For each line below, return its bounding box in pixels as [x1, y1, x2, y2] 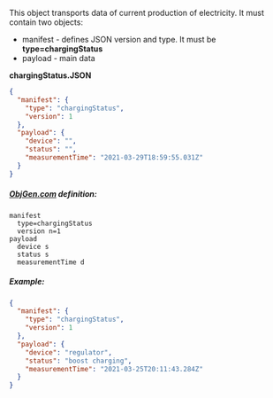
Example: [9, 277, 45, 287]
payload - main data [21, 53, 95, 63]
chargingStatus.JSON [9, 70, 92, 81]
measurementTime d [17, 257, 86, 267]
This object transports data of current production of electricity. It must [9, 8, 265, 18]
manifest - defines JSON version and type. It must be [21, 35, 216, 44]
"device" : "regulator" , [25, 347, 113, 357]
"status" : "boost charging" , [25, 356, 133, 365]
